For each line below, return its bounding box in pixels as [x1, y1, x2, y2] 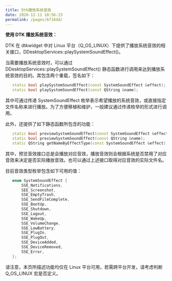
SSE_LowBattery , [21, 225, 56, 230]
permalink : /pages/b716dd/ [5, 17, 63, 22]
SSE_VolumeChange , [21, 221, 60, 226]
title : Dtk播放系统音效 [5, 7, 51, 13]
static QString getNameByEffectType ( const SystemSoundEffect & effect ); [12, 140, 168, 146]
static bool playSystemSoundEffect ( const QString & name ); [12, 87, 139, 92]
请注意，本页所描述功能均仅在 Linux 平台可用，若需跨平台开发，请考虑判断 [5, 264, 163, 270]
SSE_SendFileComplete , [21, 197, 70, 202]
